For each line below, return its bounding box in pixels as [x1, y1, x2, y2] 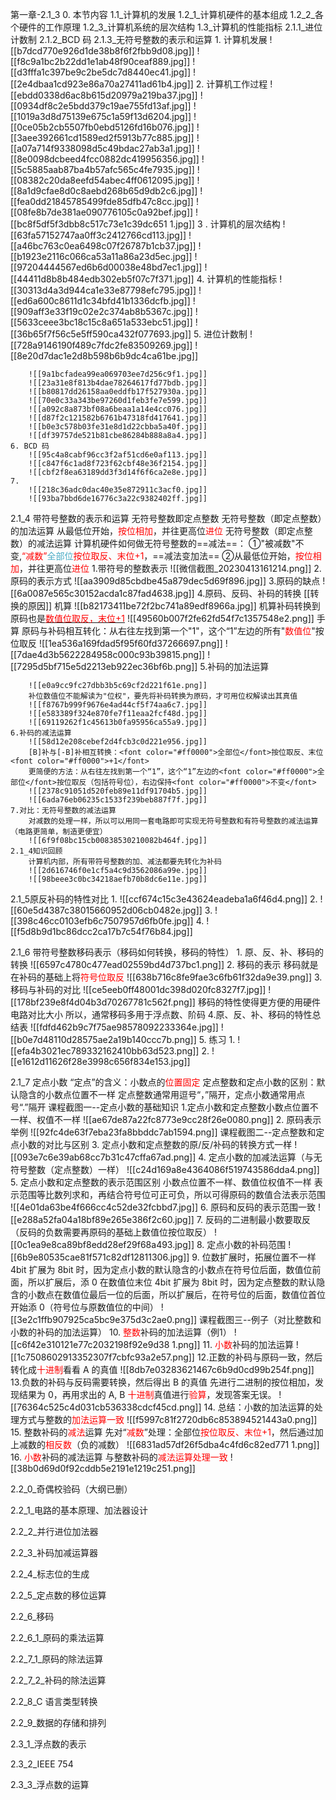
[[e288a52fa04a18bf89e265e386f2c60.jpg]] [10, 1214, 195, 1225]
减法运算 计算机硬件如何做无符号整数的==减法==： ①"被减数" [36, 538, 296, 549]
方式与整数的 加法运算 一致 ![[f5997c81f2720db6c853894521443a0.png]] [18, 1414, 318, 1425]
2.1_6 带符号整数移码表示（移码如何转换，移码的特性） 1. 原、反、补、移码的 [10, 946, 325, 958]
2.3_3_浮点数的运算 [10, 1779, 90, 1790]
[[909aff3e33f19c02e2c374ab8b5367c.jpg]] [10, 306, 193, 317]
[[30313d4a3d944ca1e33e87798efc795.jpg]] [10, 284, 197, 296]
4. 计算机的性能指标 [196, 273, 278, 285]
